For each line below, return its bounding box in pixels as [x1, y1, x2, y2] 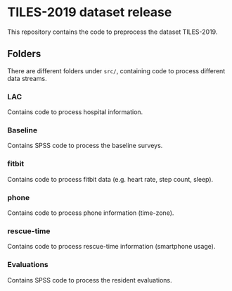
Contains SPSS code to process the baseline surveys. [7, 142, 163, 150]
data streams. [7, 74, 47, 82]
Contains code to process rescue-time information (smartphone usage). [7, 242, 216, 251]
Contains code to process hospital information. [7, 108, 143, 116]
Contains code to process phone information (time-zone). [7, 209, 174, 217]
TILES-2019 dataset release [7, 4, 172, 20]
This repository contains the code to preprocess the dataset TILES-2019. [7, 27, 218, 36]
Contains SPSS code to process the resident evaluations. [7, 275, 172, 284]
